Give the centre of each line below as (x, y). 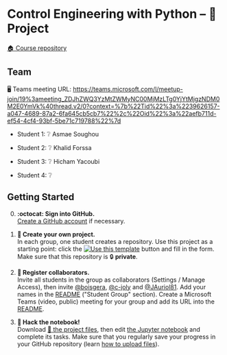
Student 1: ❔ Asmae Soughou (58, 134)
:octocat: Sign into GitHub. (56, 213)
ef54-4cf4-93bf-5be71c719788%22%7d (64, 121)
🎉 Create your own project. (56, 234)
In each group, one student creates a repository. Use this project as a (115, 241)
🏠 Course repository (37, 48)
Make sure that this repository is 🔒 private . (77, 256)
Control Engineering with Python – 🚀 (112, 14)
